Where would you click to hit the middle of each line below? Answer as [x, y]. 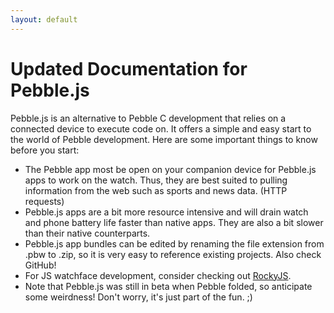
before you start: [45, 150]
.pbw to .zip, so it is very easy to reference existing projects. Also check [173, 254]
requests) [44, 201]
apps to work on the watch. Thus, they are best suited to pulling [156, 180]
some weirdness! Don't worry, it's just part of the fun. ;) [138, 297]
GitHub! [40, 265]
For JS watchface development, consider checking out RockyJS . [158, 275]
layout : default [44, 19]
